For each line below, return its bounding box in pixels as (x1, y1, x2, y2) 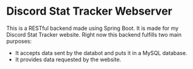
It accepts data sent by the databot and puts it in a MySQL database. (15, 49, 188, 56)
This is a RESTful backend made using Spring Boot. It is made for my (6, 24, 179, 32)
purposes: (6, 37, 32, 45)
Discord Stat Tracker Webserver (6, 4, 172, 18)
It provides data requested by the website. (15, 56, 122, 63)
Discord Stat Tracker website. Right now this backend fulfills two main (6, 31, 181, 38)
